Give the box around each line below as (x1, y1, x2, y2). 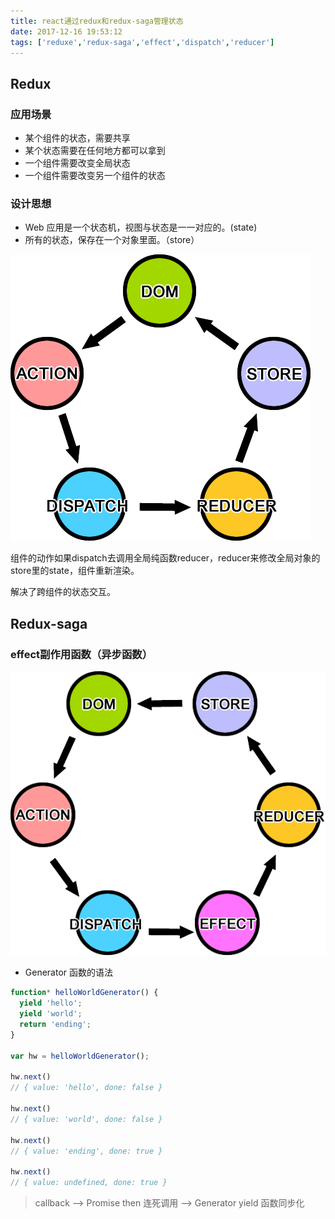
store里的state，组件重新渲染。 (10, 565, 140, 577)
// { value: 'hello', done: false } (10, 1083, 163, 1093)
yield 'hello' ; (19, 998, 83, 1009)
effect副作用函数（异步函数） (10, 647, 153, 661)
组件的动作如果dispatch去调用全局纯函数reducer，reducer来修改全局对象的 (10, 552, 321, 564)
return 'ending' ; (19, 1020, 92, 1030)
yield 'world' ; (19, 1009, 83, 1019)
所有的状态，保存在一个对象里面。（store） (24, 234, 200, 246)
